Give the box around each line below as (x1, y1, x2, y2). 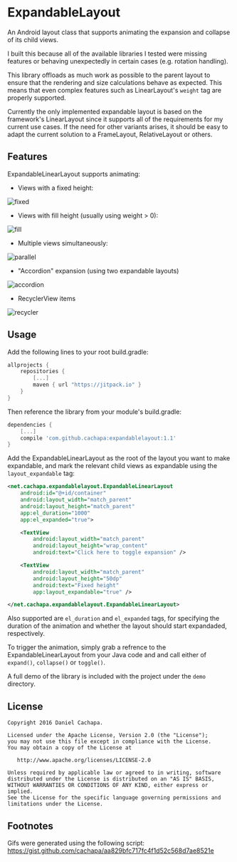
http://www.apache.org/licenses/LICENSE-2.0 (16, 757, 152, 764)
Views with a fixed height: (17, 183, 94, 192)
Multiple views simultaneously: (17, 238, 108, 247)
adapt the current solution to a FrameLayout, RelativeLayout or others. (7, 130, 213, 138)
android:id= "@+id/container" (20, 490, 107, 497)
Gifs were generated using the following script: (7, 838, 144, 847)
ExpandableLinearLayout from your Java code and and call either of (7, 651, 207, 659)
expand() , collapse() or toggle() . (7, 658, 105, 667)
